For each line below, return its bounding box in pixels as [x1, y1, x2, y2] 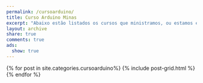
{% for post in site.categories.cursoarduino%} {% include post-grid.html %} [6, 64, 195, 72]
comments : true [6, 37, 45, 43]
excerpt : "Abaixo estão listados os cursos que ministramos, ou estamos [6, 20, 193, 26]
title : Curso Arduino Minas [6, 14, 77, 20]
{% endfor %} [6, 70, 41, 78]
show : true [11, 48, 39, 54]
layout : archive [6, 25, 47, 32]
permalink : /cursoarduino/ [6, 8, 74, 15]
